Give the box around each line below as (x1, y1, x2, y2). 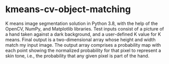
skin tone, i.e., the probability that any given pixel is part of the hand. (5, 52, 150, 59)
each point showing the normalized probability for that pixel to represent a (5, 47, 161, 53)
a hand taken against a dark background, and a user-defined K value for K (5, 31, 161, 37)
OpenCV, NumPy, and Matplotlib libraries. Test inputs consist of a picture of (5, 25, 164, 31)
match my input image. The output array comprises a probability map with (5, 42, 161, 48)
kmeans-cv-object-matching (5, 4, 131, 15)
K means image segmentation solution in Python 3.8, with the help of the (5, 20, 158, 26)
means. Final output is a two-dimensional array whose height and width (5, 37, 156, 43)
